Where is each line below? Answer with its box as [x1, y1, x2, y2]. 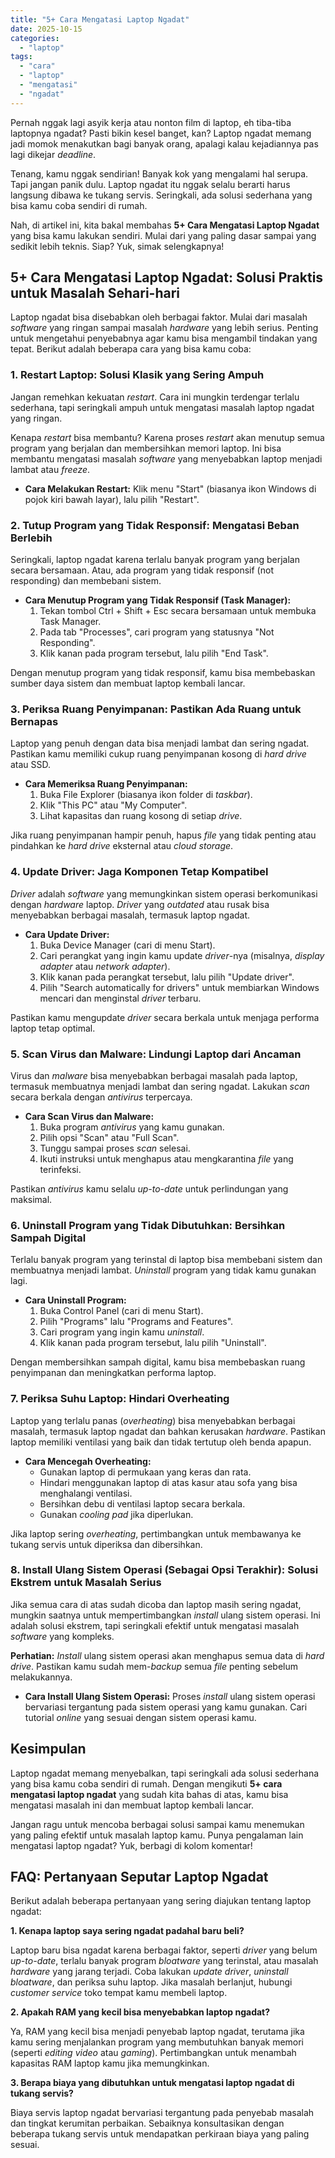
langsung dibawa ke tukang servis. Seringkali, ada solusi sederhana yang [10, 189, 313, 201]
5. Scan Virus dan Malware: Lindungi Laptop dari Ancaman [10, 1047, 302, 1061]
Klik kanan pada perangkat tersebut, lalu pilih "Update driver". [39, 971, 295, 983]
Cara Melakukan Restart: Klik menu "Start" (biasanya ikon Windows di [24, 482, 317, 495]
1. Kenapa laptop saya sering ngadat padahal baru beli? [10, 1925, 245, 1937]
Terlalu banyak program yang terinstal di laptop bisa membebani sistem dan [10, 1254, 323, 1266]
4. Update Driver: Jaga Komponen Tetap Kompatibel [10, 865, 269, 879]
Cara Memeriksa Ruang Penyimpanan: [24, 778, 188, 790]
